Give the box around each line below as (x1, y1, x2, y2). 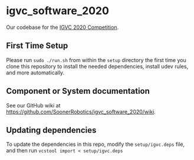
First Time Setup (6, 41, 68, 51)
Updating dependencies (6, 125, 97, 135)
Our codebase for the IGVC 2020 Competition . (6, 24, 119, 31)
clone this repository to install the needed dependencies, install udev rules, (6, 63, 189, 70)
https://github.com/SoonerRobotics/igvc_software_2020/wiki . (6, 108, 156, 115)
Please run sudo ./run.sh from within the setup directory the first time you (6, 56, 187, 63)
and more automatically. (6, 69, 65, 76)
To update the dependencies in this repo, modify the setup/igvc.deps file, (6, 141, 185, 148)
